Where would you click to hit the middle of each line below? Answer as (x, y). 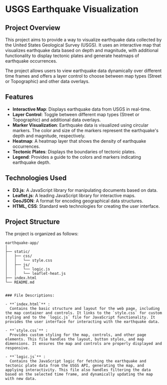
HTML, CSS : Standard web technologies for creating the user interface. (86, 206)
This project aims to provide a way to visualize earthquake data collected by (83, 40)
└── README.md (20, 282)
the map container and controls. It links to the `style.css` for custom (84, 313)
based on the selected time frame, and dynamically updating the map (79, 374)
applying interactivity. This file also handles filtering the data (78, 370)
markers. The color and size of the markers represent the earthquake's (85, 130)
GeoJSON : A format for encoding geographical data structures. (78, 201)
